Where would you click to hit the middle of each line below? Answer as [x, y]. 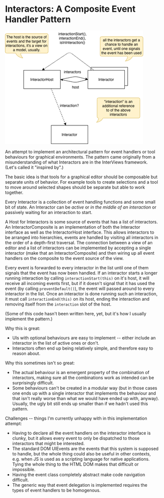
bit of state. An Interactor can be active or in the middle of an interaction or [81, 207]
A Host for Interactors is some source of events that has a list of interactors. [82, 222]
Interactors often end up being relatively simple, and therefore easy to [82, 348]
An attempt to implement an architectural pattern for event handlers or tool [80, 152]
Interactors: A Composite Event [70, 9]
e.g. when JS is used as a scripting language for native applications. [81, 459]
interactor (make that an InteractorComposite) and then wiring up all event [80, 253]
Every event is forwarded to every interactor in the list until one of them [77, 267]
